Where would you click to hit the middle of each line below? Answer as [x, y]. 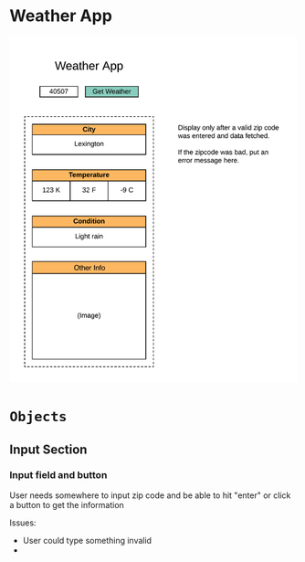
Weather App [61, 16]
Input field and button [58, 475]
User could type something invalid [87, 540]
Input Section [48, 449]
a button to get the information [67, 504]
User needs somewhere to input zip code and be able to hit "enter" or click [150, 495]
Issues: [23, 523]
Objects [38, 417]
